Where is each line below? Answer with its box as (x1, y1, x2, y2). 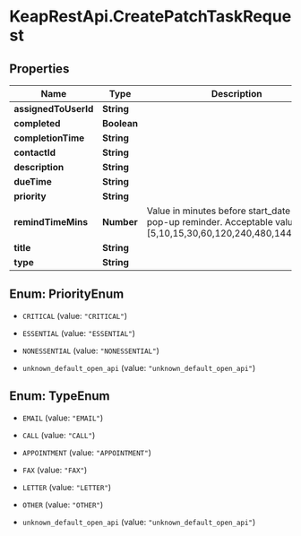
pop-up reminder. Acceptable (146, 216, 273, 228)
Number (102, 216, 138, 228)
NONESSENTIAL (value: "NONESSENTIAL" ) (21, 345, 159, 356)
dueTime (13, 176, 52, 187)
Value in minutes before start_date (146, 204, 291, 217)
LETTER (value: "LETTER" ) (21, 481, 112, 492)
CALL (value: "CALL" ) (21, 429, 96, 440)
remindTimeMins (13, 216, 88, 228)
